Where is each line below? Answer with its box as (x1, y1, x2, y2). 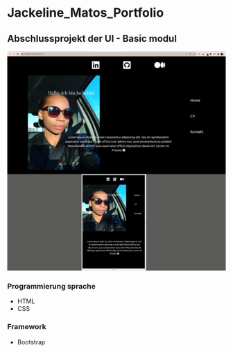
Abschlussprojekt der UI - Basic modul (7, 33, 177, 45)
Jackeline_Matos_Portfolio (7, 5, 164, 21)
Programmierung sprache (7, 281, 96, 291)
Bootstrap (17, 337, 46, 346)
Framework (7, 322, 46, 332)
